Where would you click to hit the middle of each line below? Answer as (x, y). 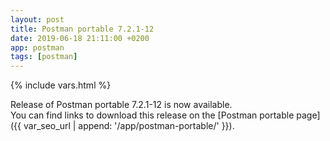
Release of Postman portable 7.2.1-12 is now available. (121, 105)
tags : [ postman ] (44, 57)
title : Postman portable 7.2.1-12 (82, 29)
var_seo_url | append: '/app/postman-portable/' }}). (129, 126)
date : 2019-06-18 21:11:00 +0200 (80, 38)
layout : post (37, 19)
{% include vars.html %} (61, 85)
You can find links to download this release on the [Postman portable (152, 115)
